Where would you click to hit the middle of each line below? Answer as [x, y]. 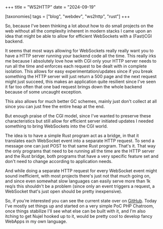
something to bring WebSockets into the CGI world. [56, 126]
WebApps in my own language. [36, 221]
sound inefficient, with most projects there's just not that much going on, [78, 176]
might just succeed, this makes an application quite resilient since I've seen [81, 82]
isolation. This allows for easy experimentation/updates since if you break [79, 71]
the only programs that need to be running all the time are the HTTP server [80, 151]
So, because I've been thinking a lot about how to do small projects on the [79, 26]
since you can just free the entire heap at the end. [55, 106]
